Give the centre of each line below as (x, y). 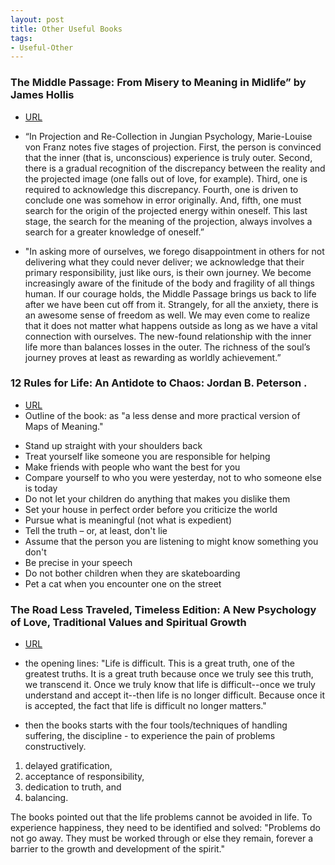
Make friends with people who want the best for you (132, 467)
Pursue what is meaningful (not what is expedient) (128, 520)
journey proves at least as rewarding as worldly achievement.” (153, 357)
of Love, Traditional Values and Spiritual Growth (128, 622)
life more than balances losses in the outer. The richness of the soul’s (167, 347)
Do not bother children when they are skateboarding (132, 573)
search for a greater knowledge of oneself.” (114, 232)
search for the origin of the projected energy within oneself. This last (166, 210)
